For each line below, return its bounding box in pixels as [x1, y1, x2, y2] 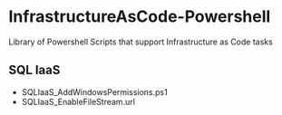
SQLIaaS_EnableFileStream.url [21, 96, 135, 107]
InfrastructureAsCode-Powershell [8, 6, 271, 27]
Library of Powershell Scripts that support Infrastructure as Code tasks [8, 36, 273, 47]
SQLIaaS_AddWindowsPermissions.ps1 [21, 86, 169, 97]
